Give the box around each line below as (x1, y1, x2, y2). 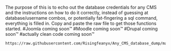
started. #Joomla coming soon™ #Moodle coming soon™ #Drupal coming (5, 26, 158, 32)
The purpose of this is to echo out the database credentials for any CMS (5, 5, 157, 10)
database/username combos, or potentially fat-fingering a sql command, (5, 15, 158, 21)
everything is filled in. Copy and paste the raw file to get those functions (5, 20, 157, 26)
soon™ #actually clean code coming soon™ (5, 31, 95, 37)
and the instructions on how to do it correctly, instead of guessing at (5, 10, 149, 16)
